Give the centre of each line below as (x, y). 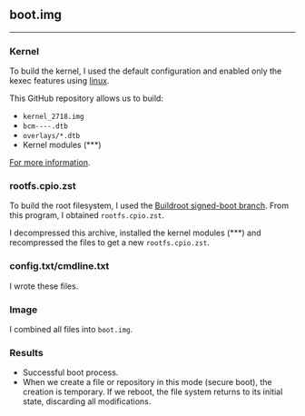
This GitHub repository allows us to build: (86, 98)
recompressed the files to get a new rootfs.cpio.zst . (110, 243)
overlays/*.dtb (51, 136)
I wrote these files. (44, 286)
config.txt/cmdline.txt (59, 266)
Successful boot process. (70, 372)
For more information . (50, 163)
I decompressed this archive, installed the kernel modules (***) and (135, 233)
